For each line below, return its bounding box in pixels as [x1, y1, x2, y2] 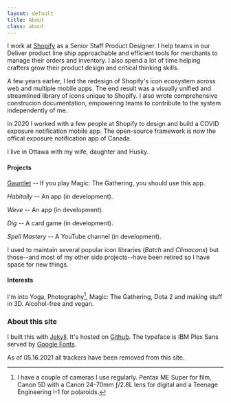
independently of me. [7, 106, 68, 114]
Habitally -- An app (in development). [7, 192, 113, 200]
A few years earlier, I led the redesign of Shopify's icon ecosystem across [7, 77, 216, 85]
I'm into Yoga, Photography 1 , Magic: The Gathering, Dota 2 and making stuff [7, 291, 223, 300]
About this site [7, 317, 57, 327]
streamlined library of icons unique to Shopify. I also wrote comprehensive [7, 92, 218, 100]
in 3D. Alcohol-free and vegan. [7, 300, 94, 308]
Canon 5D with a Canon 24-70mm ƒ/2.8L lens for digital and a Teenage [16, 380, 219, 389]
